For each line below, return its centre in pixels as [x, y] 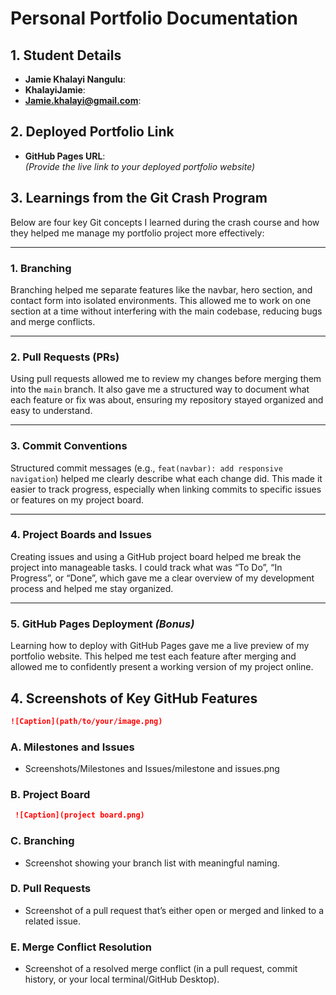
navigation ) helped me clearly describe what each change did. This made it [166, 478]
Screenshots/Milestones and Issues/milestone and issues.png [152, 769]
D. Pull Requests [51, 889]
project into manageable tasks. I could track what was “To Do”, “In [146, 567]
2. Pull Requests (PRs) [65, 357]
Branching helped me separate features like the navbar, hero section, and [161, 289]
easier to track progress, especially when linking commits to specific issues [166, 489]
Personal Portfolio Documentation [154, 18]
